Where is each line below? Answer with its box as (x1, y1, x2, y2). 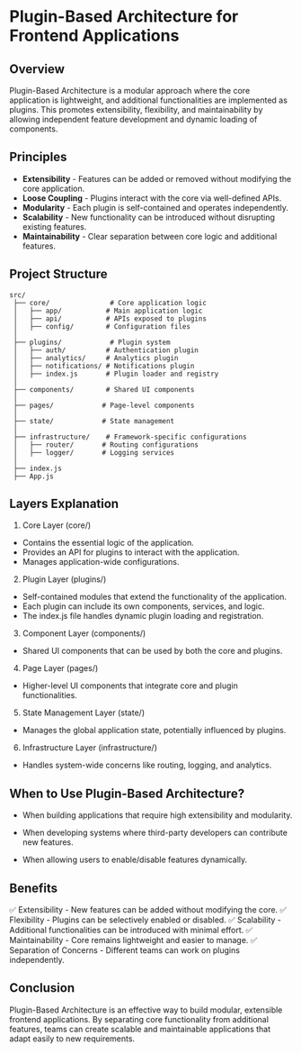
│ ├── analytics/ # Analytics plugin (13, 353, 179, 362)
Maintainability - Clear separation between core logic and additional (22, 231, 278, 241)
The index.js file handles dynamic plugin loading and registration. (22, 611, 264, 622)
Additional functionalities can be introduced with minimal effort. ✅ (9, 925, 253, 936)
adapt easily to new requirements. (9, 1033, 136, 1044)
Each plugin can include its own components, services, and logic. (22, 601, 265, 612)
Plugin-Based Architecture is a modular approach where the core (9, 86, 251, 95)
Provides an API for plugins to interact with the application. (22, 547, 240, 558)
